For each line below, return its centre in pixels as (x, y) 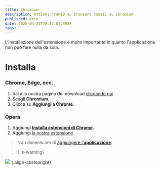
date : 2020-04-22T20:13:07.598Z (38, 23)
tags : (11, 28)
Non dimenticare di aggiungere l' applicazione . (65, 142)
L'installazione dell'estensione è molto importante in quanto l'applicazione (80, 42)
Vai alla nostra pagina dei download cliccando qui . (63, 93)
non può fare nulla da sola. (32, 47)
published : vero (22, 19)
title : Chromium (22, 10)
